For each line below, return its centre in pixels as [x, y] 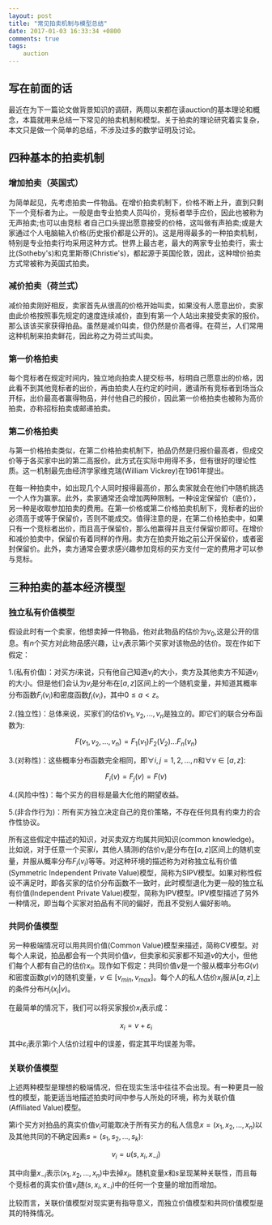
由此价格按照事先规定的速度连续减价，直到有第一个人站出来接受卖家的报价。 [136, 315]
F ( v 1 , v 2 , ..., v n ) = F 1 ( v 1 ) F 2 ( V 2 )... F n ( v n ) [136, 742]
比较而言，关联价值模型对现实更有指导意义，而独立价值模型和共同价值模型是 [136, 1203]
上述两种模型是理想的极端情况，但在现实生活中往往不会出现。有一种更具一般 [136, 1087]
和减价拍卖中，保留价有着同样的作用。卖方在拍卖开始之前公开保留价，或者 [132, 539]
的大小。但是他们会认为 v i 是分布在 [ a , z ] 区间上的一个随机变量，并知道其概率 [133, 684]
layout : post [30, 16]
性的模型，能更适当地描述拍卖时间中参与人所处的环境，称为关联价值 [122, 1098]
